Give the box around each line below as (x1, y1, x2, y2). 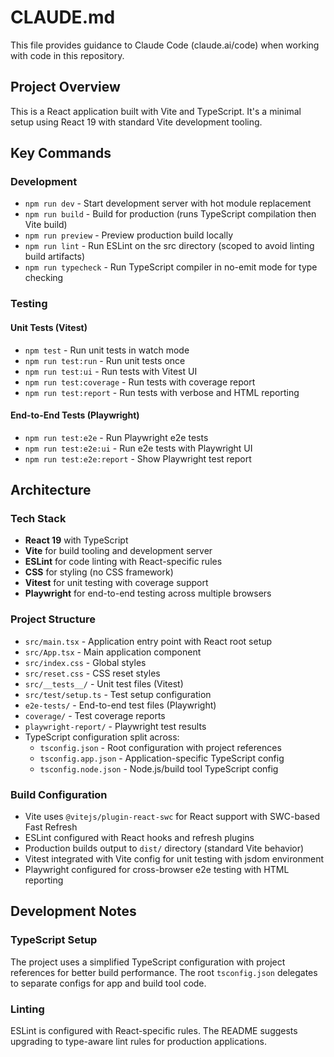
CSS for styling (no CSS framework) (24, 566, 174, 578)
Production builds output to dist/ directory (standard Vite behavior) (24, 842, 305, 855)
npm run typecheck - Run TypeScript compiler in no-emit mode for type (24, 261, 318, 273)
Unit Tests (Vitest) (10, 321, 88, 333)
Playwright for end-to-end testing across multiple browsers (24, 587, 272, 600)
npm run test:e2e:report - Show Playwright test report (24, 452, 252, 465)
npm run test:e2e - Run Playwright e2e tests (24, 431, 209, 443)
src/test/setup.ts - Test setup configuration (24, 688, 212, 700)
